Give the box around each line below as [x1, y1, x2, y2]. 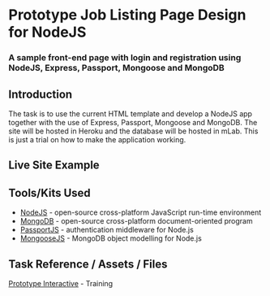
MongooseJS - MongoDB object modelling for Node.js [19, 233, 203, 243]
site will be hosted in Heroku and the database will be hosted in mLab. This [8, 126, 259, 136]
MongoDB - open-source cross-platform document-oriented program [19, 216, 253, 226]
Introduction [8, 87, 73, 101]
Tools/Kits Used [8, 185, 91, 200]
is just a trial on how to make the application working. [8, 134, 186, 144]
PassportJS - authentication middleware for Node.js [19, 225, 195, 235]
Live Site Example [8, 159, 100, 172]
